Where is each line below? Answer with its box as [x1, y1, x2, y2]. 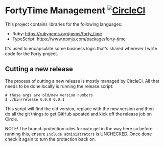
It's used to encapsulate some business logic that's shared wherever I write [5, 45, 158, 51]
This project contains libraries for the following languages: [5, 21, 122, 27]
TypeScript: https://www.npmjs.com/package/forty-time [12, 36, 126, 42]
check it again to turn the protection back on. [5, 136, 96, 142]
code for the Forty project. [5, 51, 58, 57]
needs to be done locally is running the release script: [5, 83, 114, 89]
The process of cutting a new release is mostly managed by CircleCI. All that [5, 78, 160, 84]
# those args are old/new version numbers [5, 92, 93, 98]
